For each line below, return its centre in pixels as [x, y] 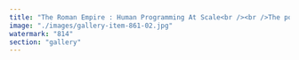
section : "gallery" [45, 42]
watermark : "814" [41, 34]
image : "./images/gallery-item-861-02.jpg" [91, 26]
